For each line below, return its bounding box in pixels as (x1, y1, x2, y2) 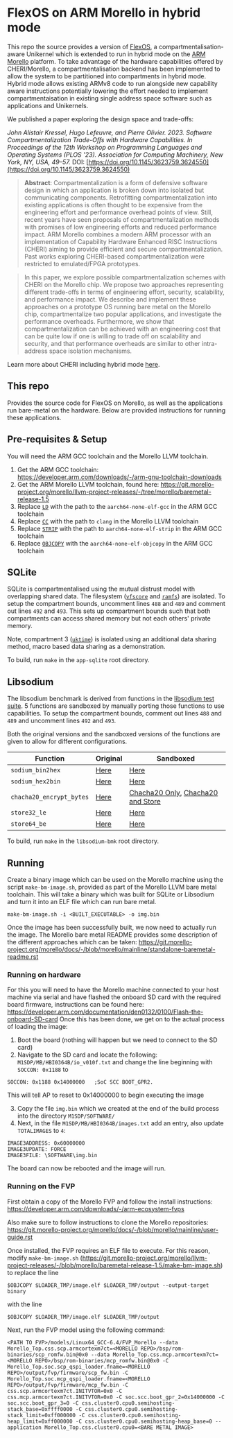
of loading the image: (7, 1023, 68, 1031)
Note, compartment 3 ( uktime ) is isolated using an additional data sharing (7, 635, 217, 643)
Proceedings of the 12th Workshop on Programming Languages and (7, 143, 202, 151)
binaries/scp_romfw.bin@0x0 (7, 1351, 89, 1358)
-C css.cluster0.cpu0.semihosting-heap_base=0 (75, 1418, 213, 1425)
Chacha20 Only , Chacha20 (129, 788, 218, 798)
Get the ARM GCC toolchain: (17, 465, 99, 474)
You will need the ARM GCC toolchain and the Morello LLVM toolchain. (7, 452, 209, 460)
